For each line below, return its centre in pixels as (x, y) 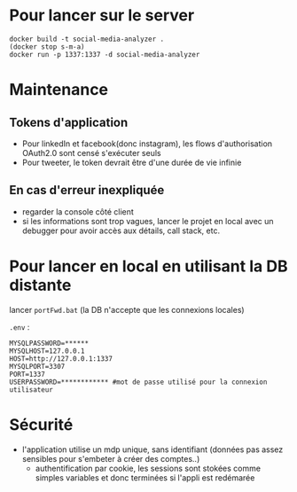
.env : (20, 327)
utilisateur (31, 390)
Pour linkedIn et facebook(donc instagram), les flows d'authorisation (147, 144)
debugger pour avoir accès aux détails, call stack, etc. (121, 230)
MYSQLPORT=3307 (37, 366)
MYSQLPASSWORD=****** (49, 343)
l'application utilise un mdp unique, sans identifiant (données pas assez (152, 449)
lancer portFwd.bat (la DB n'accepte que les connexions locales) (127, 309)
